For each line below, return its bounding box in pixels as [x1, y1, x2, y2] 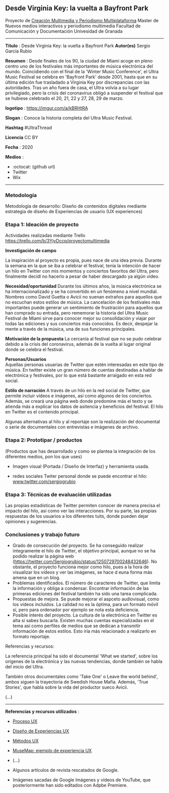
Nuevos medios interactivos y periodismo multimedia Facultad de [5, 23, 141, 29]
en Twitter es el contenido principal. [5, 409, 79, 415]
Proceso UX [12, 718, 38, 724]
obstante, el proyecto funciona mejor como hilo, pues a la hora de [12, 564, 149, 570]
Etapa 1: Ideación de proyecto [5, 221, 79, 228]
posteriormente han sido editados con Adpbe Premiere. [12, 782, 128, 788]
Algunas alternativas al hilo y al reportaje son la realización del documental [5, 418, 160, 425]
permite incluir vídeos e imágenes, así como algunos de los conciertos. [5, 393, 152, 399]
